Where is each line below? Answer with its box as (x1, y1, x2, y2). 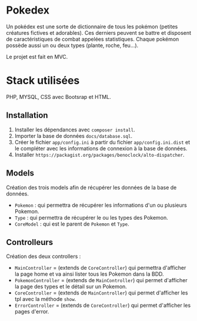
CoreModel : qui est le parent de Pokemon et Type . (14, 220, 129, 227)
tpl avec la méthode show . (14, 296, 76, 303)
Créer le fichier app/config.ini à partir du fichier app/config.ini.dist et (14, 138, 191, 145)
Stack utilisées (6, 74, 80, 87)
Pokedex (6, 4, 50, 17)
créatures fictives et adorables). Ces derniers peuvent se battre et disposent (6, 29, 192, 36)
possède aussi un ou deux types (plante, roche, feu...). (6, 42, 139, 49)
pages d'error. (14, 308, 49, 315)
